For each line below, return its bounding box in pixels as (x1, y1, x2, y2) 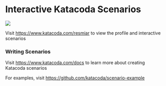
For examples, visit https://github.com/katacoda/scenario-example (5, 75, 145, 81)
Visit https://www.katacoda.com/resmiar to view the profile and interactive (5, 30, 161, 36)
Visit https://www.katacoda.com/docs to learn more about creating (5, 60, 145, 66)
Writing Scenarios (5, 48, 51, 55)
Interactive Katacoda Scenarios (5, 4, 141, 15)
